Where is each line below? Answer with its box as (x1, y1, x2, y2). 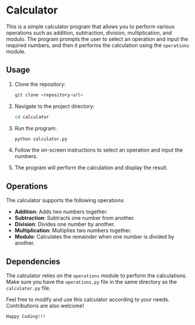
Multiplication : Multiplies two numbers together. (14, 227, 132, 234)
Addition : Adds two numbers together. (14, 208, 108, 215)
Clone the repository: (14, 81, 66, 88)
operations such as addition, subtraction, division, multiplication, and (6, 29, 172, 36)
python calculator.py (14, 136, 67, 142)
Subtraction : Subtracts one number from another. (14, 215, 135, 222)
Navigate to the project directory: (14, 102, 95, 109)
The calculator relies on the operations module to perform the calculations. (6, 272, 187, 279)
